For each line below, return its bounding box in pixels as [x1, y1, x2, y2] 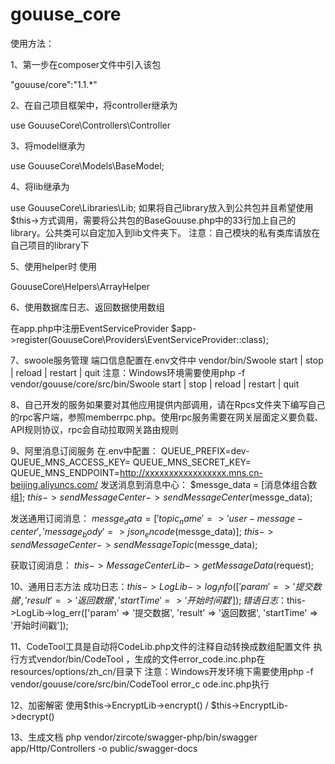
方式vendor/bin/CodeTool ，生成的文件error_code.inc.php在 [18, 653, 266, 665]
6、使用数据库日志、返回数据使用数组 [10, 301, 165, 313]
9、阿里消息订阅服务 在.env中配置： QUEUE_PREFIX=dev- [10, 444, 250, 457]
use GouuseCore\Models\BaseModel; [10, 159, 165, 172]
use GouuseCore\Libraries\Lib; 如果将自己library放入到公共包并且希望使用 [10, 201, 314, 213]
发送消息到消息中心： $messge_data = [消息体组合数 [99, 478, 318, 490]
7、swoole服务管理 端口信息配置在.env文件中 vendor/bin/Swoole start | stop [10, 354, 324, 366]
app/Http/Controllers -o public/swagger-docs [10, 743, 198, 755]
